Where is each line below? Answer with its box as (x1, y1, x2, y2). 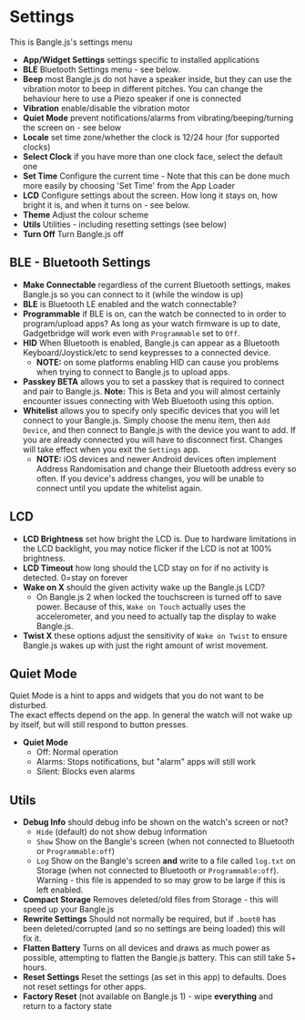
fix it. (22, 932, 42, 944)
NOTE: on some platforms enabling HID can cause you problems (36, 356, 280, 367)
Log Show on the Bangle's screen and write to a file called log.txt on (36, 855, 296, 867)
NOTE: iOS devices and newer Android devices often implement (36, 453, 277, 464)
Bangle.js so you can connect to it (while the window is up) (22, 289, 244, 300)
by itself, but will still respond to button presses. (9, 719, 188, 730)
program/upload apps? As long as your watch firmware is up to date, (22, 317, 280, 329)
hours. (22, 962, 47, 973)
